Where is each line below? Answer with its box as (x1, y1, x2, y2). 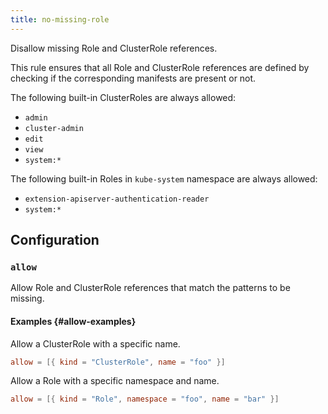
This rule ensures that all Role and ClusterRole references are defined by (10, 61, 310, 73)
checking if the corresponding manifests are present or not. (10, 72, 257, 84)
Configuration (10, 232, 100, 249)
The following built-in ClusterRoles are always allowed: (10, 91, 237, 103)
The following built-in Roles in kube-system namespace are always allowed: (10, 172, 318, 185)
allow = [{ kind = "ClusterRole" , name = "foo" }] (10, 357, 226, 367)
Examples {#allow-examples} (10, 315, 137, 327)
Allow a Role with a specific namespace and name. (10, 375, 220, 387)
